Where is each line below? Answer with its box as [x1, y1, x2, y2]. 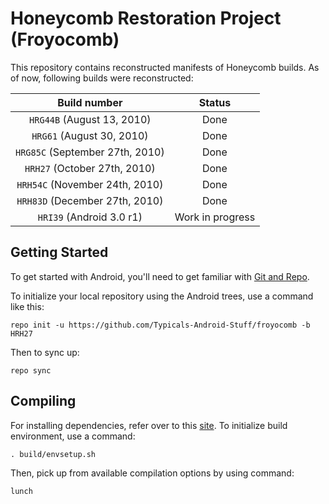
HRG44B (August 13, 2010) [29, 112, 152, 126]
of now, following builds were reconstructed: [10, 72, 194, 84]
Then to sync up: [10, 346, 80, 358]
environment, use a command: [10, 430, 136, 442]
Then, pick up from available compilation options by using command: [10, 467, 295, 479]
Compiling [10, 393, 77, 410]
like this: [10, 300, 45, 312]
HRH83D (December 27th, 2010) [16, 193, 164, 207]
